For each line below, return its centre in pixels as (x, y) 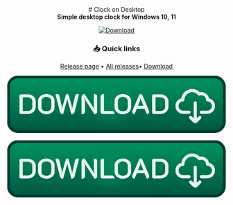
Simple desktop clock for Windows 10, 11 (116, 17)
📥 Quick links (116, 48)
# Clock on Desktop (116, 9)
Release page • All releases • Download (116, 66)
